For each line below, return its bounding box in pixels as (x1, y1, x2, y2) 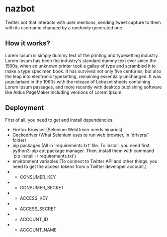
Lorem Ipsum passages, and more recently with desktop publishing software (5, 84, 162, 90)
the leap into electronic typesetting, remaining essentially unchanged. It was (5, 73, 162, 79)
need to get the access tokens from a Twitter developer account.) (12, 163, 147, 169)
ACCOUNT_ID (19, 216, 48, 222)
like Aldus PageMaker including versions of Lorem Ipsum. (5, 89, 123, 95)
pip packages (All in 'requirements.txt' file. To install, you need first (12, 142, 150, 148)
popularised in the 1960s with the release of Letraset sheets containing (5, 79, 151, 84)
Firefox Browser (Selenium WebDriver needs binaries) (12, 126, 123, 132)
